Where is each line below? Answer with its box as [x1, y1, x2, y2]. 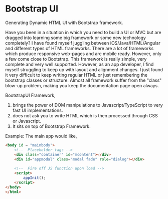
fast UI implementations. [12, 107, 63, 113]
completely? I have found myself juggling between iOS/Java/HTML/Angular [5, 40, 160, 46]
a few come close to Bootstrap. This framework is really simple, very [5, 56, 147, 62]
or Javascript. [12, 118, 42, 124]
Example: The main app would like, [5, 133, 77, 139]
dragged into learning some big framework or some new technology [5, 35, 146, 41]
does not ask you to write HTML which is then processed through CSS [12, 112, 158, 118]
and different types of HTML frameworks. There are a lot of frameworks [5, 45, 154, 51]
